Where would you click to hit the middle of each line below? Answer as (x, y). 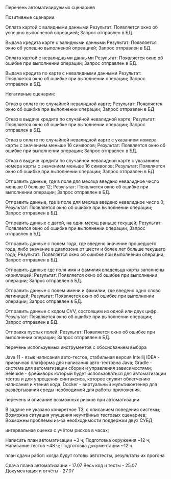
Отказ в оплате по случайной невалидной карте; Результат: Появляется (84, 104)
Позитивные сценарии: (31, 17)
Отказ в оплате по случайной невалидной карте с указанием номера (81, 140)
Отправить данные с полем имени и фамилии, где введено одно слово (83, 290)
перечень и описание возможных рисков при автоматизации (72, 400)
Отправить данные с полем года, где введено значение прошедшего (81, 244)
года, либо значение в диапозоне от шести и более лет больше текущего (86, 249)
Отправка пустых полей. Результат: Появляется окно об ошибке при (80, 332)
